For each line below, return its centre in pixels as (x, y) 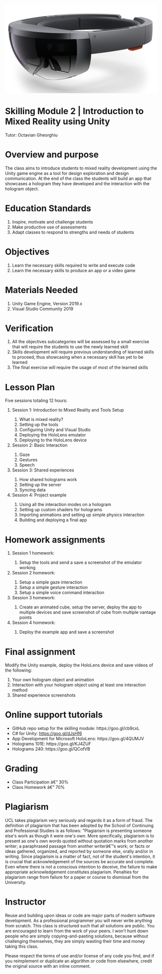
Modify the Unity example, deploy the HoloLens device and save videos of (79, 665)
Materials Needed (42, 290)
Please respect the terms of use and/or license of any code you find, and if (80, 956)
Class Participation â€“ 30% (40, 782)
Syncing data (32, 490)
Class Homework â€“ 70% (38, 787)
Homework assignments (55, 540)
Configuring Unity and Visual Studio (55, 430)
